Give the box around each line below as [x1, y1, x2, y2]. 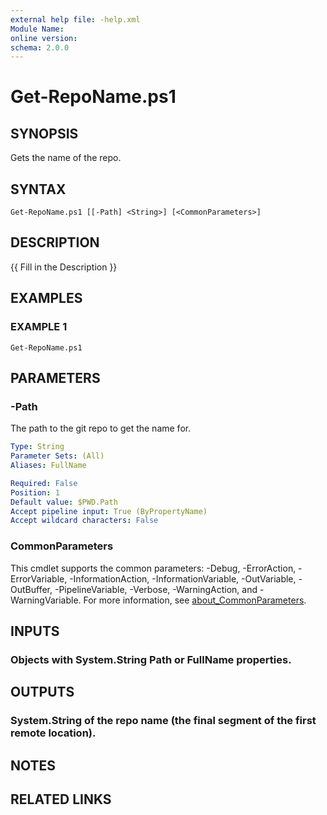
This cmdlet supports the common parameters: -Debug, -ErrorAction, [10, 562, 297, 574]
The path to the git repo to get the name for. [10, 422, 192, 435]
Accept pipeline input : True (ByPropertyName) [10, 506, 208, 516]
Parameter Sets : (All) [10, 451, 105, 461]
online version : [10, 33, 78, 43]
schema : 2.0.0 [10, 42, 70, 53]
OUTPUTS [10, 684, 75, 701]
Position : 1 [10, 487, 60, 498]
